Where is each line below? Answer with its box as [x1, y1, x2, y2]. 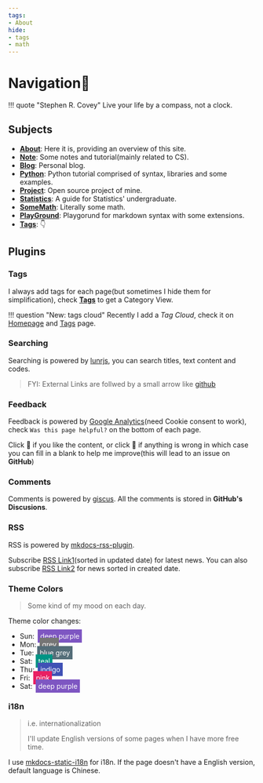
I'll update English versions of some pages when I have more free [27, 734, 239, 744]
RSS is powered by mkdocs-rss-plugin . [8, 540, 135, 549]
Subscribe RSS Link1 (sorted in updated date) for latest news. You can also [8, 555, 248, 565]
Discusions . [8, 503, 48, 512]
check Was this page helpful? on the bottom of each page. [8, 425, 202, 435]
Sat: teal [19, 657, 51, 666]
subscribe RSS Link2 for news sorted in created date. [8, 563, 181, 573]
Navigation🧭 [8, 75, 90, 93]
